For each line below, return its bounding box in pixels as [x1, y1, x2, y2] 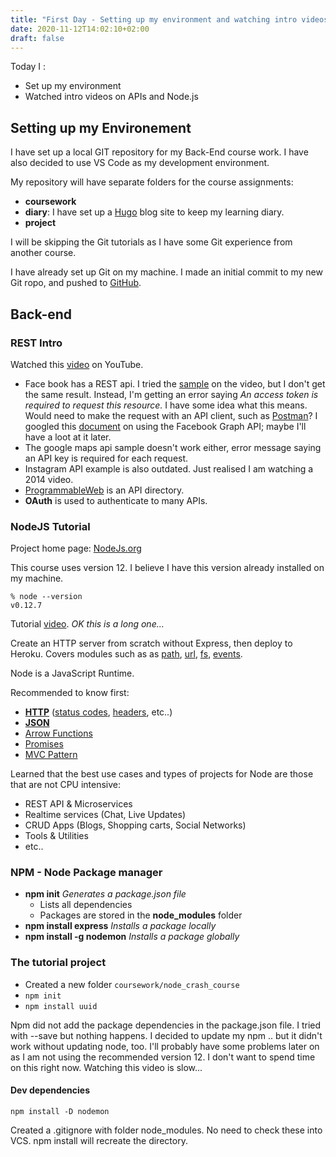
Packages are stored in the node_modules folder [39, 909, 243, 921]
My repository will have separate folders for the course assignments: [10, 176, 294, 188]
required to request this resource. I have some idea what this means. [24, 399, 308, 411]
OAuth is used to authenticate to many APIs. [24, 494, 208, 506]
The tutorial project [10, 956, 107, 970]
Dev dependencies [10, 1084, 91, 1096]
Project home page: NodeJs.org [10, 542, 142, 555]
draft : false [10, 33, 65, 43]
